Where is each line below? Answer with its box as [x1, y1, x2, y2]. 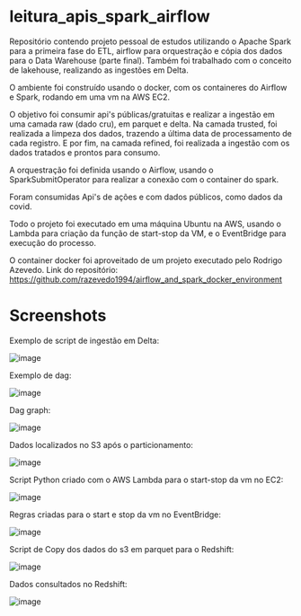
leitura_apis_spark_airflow [9, 6, 211, 27]
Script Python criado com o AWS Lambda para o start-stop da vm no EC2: [9, 474, 284, 485]
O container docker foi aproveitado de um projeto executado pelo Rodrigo [9, 254, 283, 266]
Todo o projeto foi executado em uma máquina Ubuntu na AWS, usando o [9, 218, 281, 229]
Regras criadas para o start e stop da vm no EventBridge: [9, 509, 222, 520]
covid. [9, 200, 32, 212]
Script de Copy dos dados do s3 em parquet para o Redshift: [9, 543, 235, 554]
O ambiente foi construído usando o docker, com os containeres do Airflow [9, 82, 288, 92]
